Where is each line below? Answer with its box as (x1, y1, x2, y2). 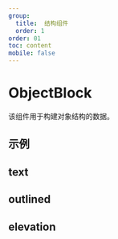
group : (8, 11, 31, 20)
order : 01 (8, 34, 42, 43)
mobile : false (8, 49, 56, 57)
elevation (8, 220, 56, 233)
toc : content (8, 42, 52, 50)
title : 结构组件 (15, 19, 69, 27)
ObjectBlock (8, 84, 92, 102)
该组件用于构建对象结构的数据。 (8, 111, 114, 121)
